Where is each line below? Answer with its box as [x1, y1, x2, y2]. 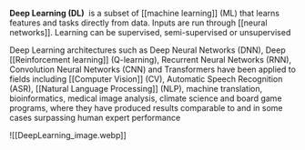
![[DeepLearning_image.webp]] [9, 130, 127, 140]
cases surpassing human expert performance [9, 113, 181, 123]
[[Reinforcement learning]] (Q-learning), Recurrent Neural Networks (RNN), [9, 55, 292, 65]
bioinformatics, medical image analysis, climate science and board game [9, 93, 282, 104]
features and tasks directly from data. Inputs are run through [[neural [9, 17, 268, 28]
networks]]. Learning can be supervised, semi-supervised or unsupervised [9, 27, 291, 37]
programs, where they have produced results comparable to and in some [9, 103, 283, 113]
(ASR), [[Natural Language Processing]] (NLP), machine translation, [9, 84, 262, 94]
